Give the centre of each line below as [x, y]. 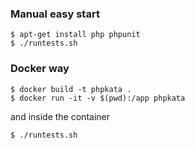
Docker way [40, 69]
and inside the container [60, 116]
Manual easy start [55, 14]
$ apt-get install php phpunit [75, 35]
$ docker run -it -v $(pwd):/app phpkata [98, 98]
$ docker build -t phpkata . [71, 89]
